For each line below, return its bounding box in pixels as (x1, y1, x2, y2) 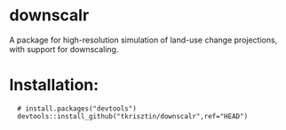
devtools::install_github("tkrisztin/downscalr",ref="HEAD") (17, 111, 249, 120)
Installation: (9, 75, 99, 96)
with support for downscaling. (9, 43, 119, 54)
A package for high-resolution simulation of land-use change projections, (9, 34, 278, 45)
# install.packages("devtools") (17, 103, 138, 113)
